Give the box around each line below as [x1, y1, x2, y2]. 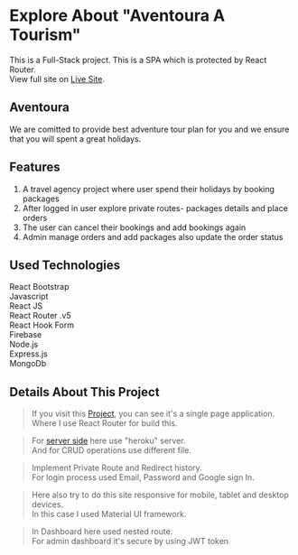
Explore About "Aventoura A [9, 5, 226, 26]
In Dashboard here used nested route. [31, 526, 173, 537]
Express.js [9, 348, 48, 359]
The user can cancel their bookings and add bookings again [22, 222, 247, 233]
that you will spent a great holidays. [9, 133, 142, 144]
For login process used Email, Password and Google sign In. [31, 472, 255, 483]
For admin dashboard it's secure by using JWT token [31, 536, 228, 547]
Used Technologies [9, 257, 120, 273]
